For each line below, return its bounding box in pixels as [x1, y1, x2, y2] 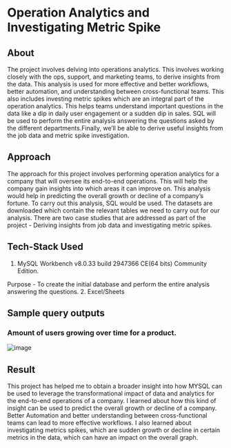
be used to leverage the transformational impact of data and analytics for [7, 389, 215, 398]
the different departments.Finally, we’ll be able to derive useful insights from [7, 124, 223, 132]
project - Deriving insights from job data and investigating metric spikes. [7, 221, 212, 229]
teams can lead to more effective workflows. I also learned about [7, 419, 192, 427]
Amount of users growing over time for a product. [7, 328, 177, 338]
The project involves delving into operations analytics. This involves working [7, 66, 224, 73]
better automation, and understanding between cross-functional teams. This [7, 88, 224, 95]
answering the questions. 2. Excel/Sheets [7, 287, 125, 295]
